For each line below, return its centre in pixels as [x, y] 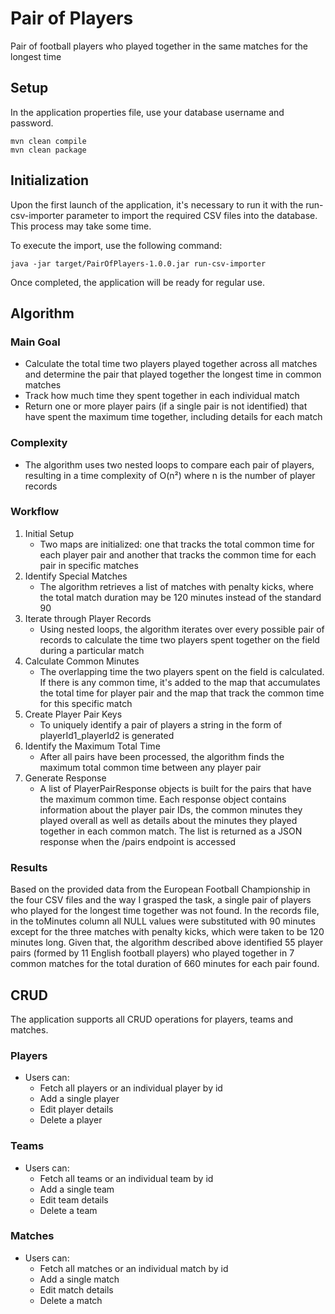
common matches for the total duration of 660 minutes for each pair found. [165, 964]
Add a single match [79, 1279]
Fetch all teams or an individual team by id [126, 1178]
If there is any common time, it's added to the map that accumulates [180, 682]
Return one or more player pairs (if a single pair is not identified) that [166, 406]
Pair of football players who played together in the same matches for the [159, 46]
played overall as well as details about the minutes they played [168, 820]
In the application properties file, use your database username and [147, 112]
